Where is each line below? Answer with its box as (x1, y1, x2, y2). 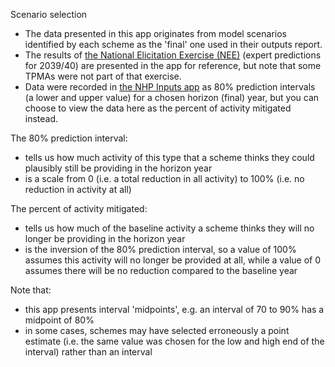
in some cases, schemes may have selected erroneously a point (24, 325, 290, 336)
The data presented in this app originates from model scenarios (24, 28, 287, 39)
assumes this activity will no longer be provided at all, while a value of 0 (24, 254, 322, 266)
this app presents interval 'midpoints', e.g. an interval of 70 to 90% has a (24, 304, 325, 315)
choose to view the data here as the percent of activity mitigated (24, 102, 292, 114)
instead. (24, 113, 59, 124)
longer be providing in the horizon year (24, 233, 186, 244)
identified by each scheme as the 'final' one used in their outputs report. (24, 39, 323, 50)
